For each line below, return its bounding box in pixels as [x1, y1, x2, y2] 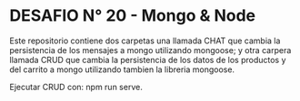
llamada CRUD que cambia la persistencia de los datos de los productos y [9, 54, 286, 65]
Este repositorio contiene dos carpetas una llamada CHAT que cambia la [9, 35, 281, 46]
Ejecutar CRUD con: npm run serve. [9, 81, 143, 92]
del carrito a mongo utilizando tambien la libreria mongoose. [9, 64, 235, 75]
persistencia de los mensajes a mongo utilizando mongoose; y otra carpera [9, 44, 292, 55]
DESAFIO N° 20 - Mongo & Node [9, 5, 256, 26]
